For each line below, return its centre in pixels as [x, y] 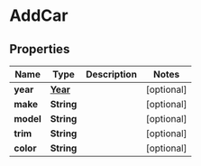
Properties [40, 49]
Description [111, 74]
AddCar [39, 16]
